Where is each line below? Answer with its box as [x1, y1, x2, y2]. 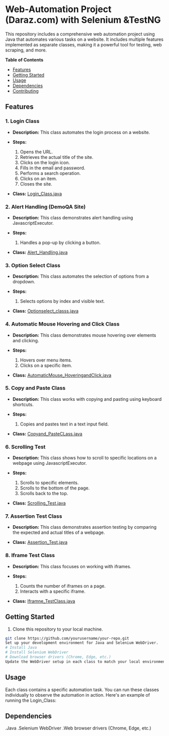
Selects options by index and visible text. [20, 298, 105, 304]
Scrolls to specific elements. [20, 480, 79, 486]
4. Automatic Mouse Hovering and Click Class [5, 321, 120, 328]
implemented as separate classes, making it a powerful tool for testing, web [5, 41, 162, 47]
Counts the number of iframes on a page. [20, 583, 106, 589]
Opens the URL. [20, 149, 53, 155]
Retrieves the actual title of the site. [20, 154, 94, 160]
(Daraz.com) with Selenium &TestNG [5, 14, 161, 26]
